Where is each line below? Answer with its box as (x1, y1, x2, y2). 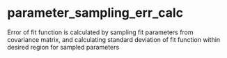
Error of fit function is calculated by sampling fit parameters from (7, 28, 194, 36)
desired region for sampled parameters (7, 43, 120, 51)
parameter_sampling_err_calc (7, 5, 183, 21)
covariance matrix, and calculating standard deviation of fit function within (7, 35, 221, 43)
